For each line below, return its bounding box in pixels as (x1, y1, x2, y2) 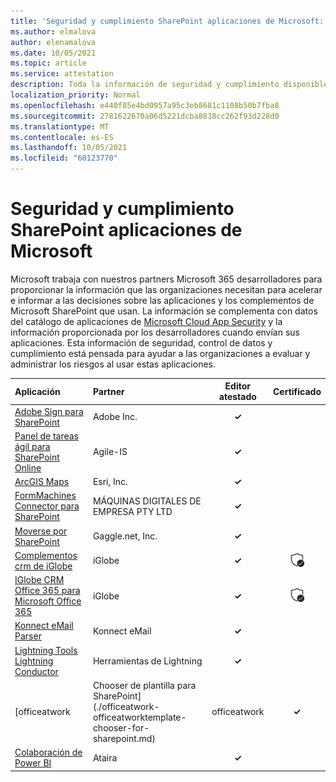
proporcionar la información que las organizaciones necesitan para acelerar (10, 283, 323, 295)
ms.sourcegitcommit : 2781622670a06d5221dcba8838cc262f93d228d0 (10, 111, 280, 121)
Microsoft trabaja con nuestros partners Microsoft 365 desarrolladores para (10, 273, 323, 285)
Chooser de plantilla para (92, 679, 197, 691)
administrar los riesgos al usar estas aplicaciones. (10, 358, 216, 370)
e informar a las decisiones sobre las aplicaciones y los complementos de (10, 294, 315, 306)
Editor (224, 380, 252, 392)
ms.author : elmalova (10, 26, 97, 37)
